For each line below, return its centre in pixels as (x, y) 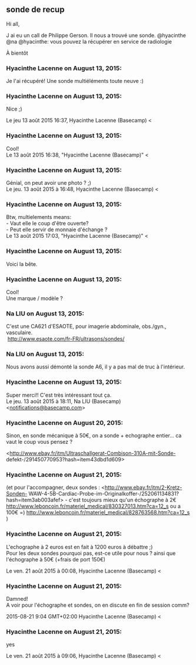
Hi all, (13, 24)
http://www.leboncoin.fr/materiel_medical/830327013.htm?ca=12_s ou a (94, 506)
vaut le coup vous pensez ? (39, 442)
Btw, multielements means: (39, 217)
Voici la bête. (22, 264)
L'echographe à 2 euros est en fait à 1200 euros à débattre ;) (79, 547)
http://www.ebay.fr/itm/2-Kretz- (144, 487)
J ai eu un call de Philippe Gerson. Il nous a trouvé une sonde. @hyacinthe (96, 35)
